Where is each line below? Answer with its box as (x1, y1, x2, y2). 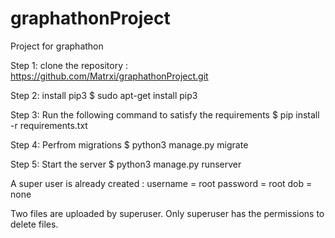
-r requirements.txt (10, 119, 88, 131)
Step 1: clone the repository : (10, 59, 128, 71)
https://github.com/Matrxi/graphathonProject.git (10, 70, 209, 82)
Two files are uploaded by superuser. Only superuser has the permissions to (10, 207, 325, 219)
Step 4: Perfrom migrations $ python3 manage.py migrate (10, 138, 249, 151)
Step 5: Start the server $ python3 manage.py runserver (10, 158, 242, 170)
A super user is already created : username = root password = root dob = (10, 177, 313, 189)
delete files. (10, 218, 59, 230)
